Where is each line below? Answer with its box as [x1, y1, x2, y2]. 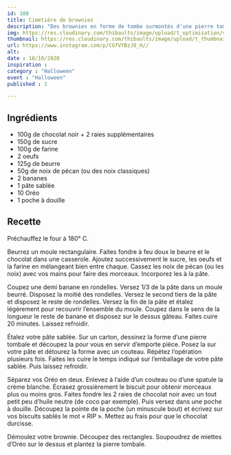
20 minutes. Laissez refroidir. [7, 319, 89, 328]
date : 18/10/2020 [7, 55, 60, 62]
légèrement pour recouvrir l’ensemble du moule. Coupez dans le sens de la [7, 304, 220, 313]
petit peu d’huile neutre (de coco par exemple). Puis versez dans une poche [7, 397, 222, 405]
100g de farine [16, 145, 58, 154]
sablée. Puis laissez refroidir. [7, 362, 89, 370]
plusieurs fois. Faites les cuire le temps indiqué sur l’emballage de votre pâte [7, 355, 223, 363]
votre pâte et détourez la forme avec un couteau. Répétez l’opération [7, 347, 202, 355]
